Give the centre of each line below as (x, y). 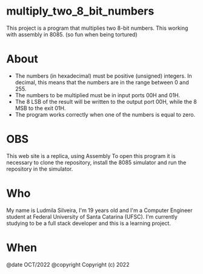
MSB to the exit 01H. (40, 108)
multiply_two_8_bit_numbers (80, 11)
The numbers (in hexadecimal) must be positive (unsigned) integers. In (103, 76)
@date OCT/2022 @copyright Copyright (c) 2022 (68, 264)
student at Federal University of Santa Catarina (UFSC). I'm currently (92, 216)
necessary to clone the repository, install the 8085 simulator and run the (96, 162)
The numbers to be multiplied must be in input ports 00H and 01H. (98, 95)
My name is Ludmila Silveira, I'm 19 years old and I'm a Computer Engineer (99, 210)
